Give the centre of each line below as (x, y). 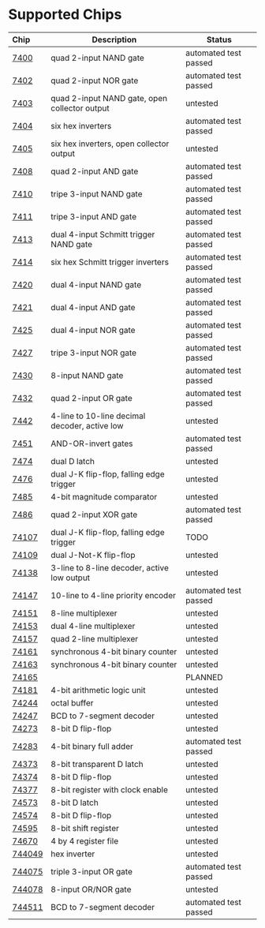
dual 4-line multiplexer (93, 626)
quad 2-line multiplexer (95, 638)
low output (71, 578)
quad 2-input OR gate (91, 398)
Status (219, 39)
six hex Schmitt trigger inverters (110, 262)
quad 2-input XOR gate (94, 515)
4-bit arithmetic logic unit (98, 690)
